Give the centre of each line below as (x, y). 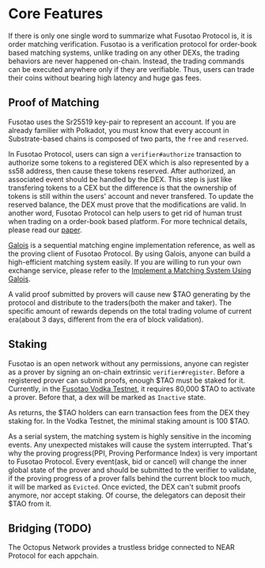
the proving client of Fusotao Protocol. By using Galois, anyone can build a (129, 254)
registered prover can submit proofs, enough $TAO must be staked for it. (127, 380)
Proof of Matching (54, 103)
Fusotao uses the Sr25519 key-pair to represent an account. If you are (122, 122)
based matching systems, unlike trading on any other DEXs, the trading (124, 52)
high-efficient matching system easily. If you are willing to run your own (125, 261)
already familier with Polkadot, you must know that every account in (119, 130)
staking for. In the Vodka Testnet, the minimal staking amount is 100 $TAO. (129, 421)
